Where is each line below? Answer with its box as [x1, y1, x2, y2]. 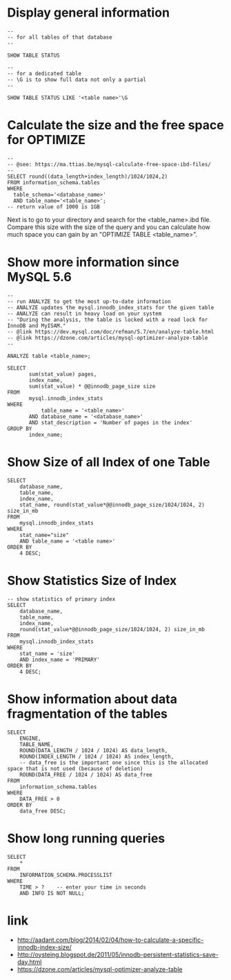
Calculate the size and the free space [7, 118, 224, 133]
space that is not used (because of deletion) [7, 765, 143, 772]
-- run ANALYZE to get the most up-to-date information [7, 298, 171, 305]
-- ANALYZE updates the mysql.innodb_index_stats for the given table [7, 304, 214, 311]
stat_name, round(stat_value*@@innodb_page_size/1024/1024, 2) [19, 501, 205, 508]
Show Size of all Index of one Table [7, 455, 210, 470]
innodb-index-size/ [17, 943, 72, 951]
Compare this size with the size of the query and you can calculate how [7, 223, 210, 231]
